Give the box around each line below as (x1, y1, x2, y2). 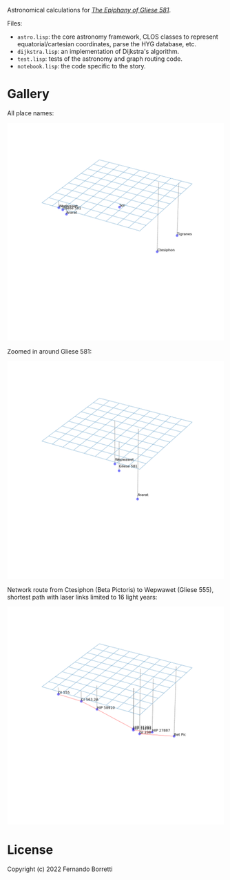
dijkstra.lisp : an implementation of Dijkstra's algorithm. (17, 48, 180, 55)
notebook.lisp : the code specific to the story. (17, 62, 146, 70)
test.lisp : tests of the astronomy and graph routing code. (17, 55, 183, 63)
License (7, 842, 54, 858)
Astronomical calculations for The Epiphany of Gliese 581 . (7, 6, 171, 14)
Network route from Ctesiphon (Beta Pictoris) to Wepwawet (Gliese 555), (7, 585, 214, 593)
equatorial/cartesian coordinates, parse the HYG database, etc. (17, 40, 197, 48)
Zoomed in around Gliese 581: (7, 347, 92, 355)
